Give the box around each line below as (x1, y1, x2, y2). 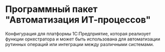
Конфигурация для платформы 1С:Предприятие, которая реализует (5, 30, 151, 36)
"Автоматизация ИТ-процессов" (5, 14, 151, 25)
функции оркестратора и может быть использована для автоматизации (5, 36, 160, 42)
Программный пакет (5, 3, 98, 15)
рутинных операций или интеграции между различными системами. (5, 41, 154, 47)
